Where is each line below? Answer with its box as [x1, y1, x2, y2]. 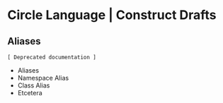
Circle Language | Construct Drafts [7, 7, 217, 23]
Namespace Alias [17, 74, 69, 82]
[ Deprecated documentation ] [7, 54, 97, 61]
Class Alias [17, 81, 50, 90]
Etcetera [17, 89, 42, 97]
